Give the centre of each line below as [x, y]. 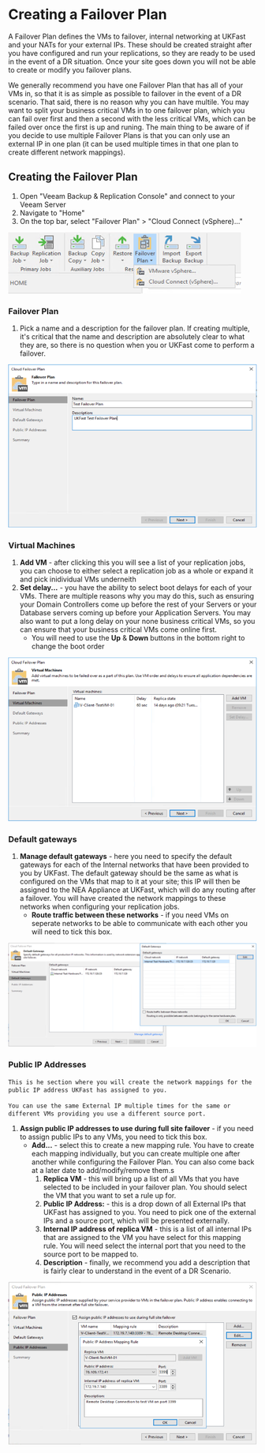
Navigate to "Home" [52, 213]
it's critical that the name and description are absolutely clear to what [132, 337]
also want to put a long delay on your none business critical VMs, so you [137, 622]
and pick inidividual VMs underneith [78, 579]
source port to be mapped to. [91, 1254]
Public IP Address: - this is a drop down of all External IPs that [144, 1204]
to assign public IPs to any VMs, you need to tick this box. [113, 1137]
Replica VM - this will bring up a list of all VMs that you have [141, 1178]
